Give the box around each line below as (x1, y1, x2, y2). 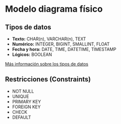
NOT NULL (12, 88, 34, 94)
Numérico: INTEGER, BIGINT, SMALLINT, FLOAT (12, 41, 110, 47)
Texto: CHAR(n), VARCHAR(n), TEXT (12, 36, 86, 42)
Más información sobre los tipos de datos (5, 61, 89, 67)
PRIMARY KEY (12, 99, 41, 104)
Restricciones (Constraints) (5, 75, 91, 84)
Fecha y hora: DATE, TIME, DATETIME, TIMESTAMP (12, 47, 117, 52)
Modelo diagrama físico (5, 3, 103, 15)
